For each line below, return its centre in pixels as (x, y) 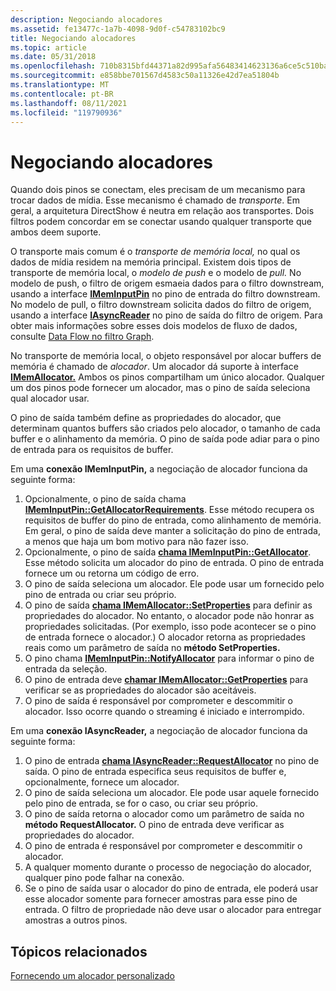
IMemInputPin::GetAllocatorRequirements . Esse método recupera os (169, 510)
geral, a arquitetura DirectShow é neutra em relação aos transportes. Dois (162, 211)
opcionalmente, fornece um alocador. (102, 782)
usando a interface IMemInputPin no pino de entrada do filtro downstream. (165, 294)
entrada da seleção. (66, 669)
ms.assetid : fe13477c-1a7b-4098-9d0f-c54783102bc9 (118, 29)
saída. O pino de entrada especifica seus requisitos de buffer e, (155, 772)
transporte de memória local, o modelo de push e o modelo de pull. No (156, 273)
